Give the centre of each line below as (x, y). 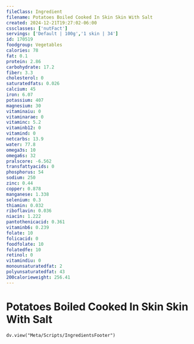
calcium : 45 (21, 89)
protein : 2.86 (24, 61)
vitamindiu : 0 (24, 261)
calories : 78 (22, 51)
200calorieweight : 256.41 (38, 277)
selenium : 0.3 (24, 200)
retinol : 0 (20, 255)
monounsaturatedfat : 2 (34, 266)
